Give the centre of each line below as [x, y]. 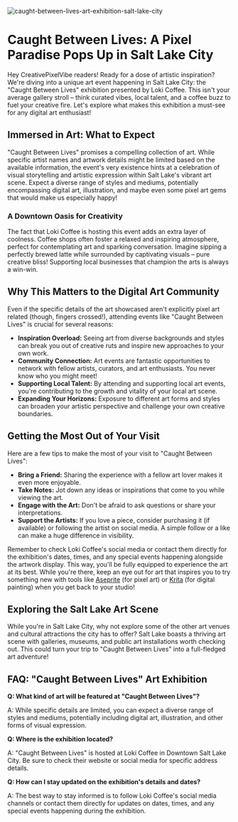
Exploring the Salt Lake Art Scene [83, 610]
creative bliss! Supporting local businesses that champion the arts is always [118, 262]
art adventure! [28, 657]
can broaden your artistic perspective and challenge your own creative [121, 406]
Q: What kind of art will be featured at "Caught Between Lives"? [104, 697]
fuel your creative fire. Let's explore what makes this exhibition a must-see [117, 105]
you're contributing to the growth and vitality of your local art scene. [118, 391]
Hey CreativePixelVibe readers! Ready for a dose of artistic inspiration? [111, 74]
